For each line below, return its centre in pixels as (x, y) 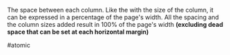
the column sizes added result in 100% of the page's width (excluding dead (115, 24)
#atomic (19, 45)
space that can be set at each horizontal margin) (78, 32)
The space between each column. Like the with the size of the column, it (111, 10)
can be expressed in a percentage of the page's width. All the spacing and (113, 17)
